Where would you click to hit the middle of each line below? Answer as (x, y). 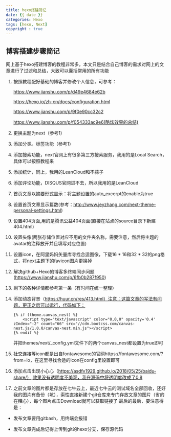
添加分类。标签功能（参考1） (43, 144)
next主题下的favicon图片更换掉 (59, 261)
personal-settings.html (37, 210)
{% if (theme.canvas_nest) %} (46, 315)
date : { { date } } (24, 15)
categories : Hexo (24, 19)
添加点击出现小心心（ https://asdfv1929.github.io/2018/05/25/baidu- (85, 371)
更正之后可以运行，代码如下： (54, 305)
